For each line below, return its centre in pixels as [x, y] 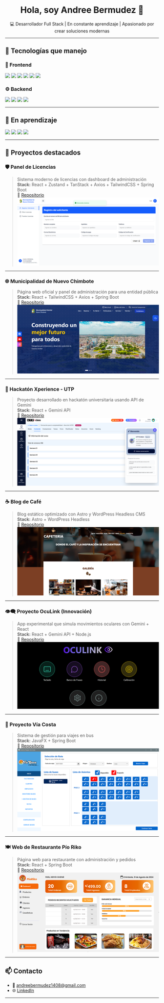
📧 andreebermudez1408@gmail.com [49, 985]
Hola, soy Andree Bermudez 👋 [82, 10]
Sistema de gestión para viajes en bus [55, 735]
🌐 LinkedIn [23, 991]
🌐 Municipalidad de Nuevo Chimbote [50, 281]
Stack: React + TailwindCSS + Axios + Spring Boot [68, 297]
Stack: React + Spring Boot [44, 865]
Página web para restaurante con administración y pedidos [76, 860]
